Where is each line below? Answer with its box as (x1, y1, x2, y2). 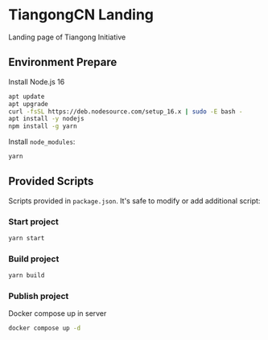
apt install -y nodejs (8, 115, 85, 123)
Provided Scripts (8, 174, 94, 188)
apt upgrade (8, 100, 48, 108)
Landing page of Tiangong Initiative (8, 32, 126, 42)
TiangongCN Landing (8, 6, 155, 24)
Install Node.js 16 (8, 76, 65, 86)
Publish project (8, 291, 69, 302)
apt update (8, 92, 45, 100)
